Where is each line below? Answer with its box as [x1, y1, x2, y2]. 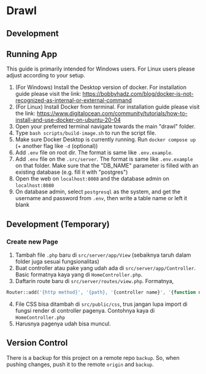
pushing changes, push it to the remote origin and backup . [6, 360, 154, 368]
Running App [6, 49, 58, 59]
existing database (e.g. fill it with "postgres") [15, 168, 128, 176]
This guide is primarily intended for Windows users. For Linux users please [6, 65, 195, 72]
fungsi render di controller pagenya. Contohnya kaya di [15, 306, 155, 314]
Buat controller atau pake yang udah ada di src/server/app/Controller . [15, 265, 196, 272]
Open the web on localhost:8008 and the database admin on [15, 175, 170, 182]
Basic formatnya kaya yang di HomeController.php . [15, 271, 143, 278]
